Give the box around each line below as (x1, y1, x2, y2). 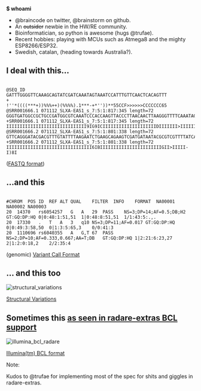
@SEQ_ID (6, 87, 26, 93)
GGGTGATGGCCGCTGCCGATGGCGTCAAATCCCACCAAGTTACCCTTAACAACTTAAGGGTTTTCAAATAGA (6, 113, 199, 119)
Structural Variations (6, 295, 57, 303)
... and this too (6, 268, 61, 279)
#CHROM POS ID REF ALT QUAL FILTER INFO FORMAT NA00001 (6, 198, 175, 204)
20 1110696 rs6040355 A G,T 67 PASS (6, 230, 114, 236)
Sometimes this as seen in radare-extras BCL (6, 313, 178, 323)
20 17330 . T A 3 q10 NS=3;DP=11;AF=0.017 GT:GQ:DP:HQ (6, 219, 175, 225)
